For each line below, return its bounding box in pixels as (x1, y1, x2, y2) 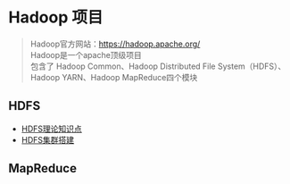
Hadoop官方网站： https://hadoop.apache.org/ (29, 38, 201, 49)
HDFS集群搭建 (21, 134, 75, 145)
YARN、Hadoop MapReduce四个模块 (61, 71, 198, 82)
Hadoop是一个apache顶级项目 (29, 49, 142, 60)
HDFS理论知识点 (21, 123, 82, 134)
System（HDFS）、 (217, 61, 286, 71)
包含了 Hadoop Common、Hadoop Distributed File (29, 61, 216, 71)
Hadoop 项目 (8, 7, 104, 28)
